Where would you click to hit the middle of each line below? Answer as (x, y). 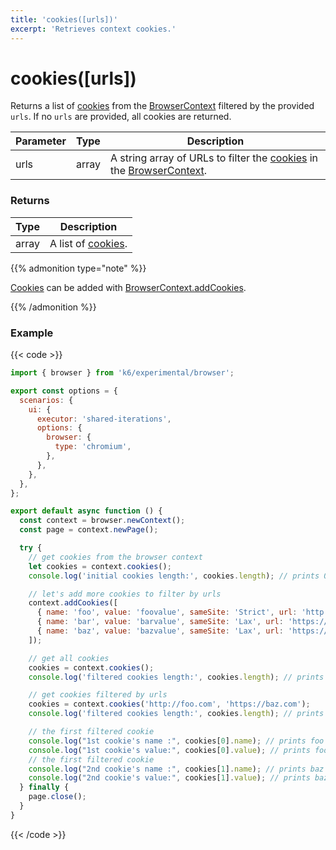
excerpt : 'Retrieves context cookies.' (93, 29)
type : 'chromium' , (93, 447)
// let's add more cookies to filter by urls (125, 594)
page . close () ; (57, 797)
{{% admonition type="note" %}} (78, 268)
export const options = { (64, 391)
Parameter (41, 141)
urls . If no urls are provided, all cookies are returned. (121, 117)
